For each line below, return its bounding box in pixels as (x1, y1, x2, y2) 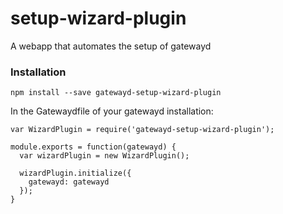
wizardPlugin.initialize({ (19, 168, 132, 179)
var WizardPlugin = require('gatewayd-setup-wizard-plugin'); (10, 125, 275, 135)
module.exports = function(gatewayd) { (10, 142, 177, 152)
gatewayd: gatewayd (28, 177, 110, 187)
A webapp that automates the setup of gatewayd (10, 40, 212, 52)
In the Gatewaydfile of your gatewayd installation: (10, 105, 214, 117)
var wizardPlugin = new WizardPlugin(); (19, 151, 190, 161)
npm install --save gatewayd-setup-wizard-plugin (10, 88, 222, 98)
